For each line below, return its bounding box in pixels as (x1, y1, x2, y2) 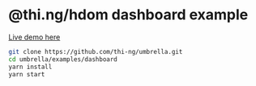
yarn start (8, 70, 45, 78)
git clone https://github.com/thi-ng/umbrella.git (8, 47, 183, 55)
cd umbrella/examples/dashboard (8, 55, 117, 63)
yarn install (8, 63, 53, 71)
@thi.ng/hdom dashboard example (8, 6, 249, 24)
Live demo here (8, 32, 61, 42)
